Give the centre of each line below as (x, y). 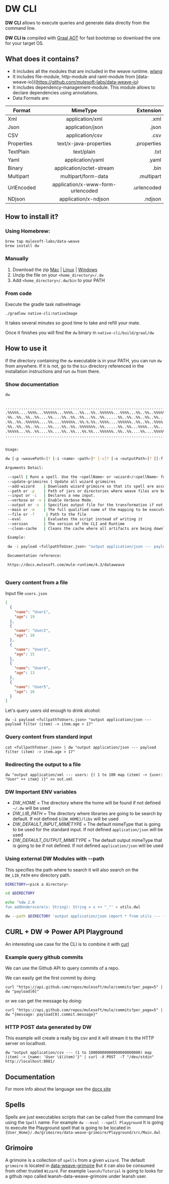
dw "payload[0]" (22, 991)
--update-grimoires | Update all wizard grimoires (61, 482)
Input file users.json (26, 594)
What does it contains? (42, 59)
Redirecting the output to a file (43, 764)
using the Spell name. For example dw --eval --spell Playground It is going (84, 1122)
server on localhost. (26, 1043)
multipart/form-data (84, 176)
